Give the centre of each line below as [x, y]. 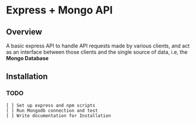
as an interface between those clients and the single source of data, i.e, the [97, 52]
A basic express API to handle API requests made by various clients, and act [98, 46]
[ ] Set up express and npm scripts [51, 105]
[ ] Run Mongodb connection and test [52, 111]
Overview [24, 32]
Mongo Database [27, 58]
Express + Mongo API [59, 10]
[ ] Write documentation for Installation [59, 116]
